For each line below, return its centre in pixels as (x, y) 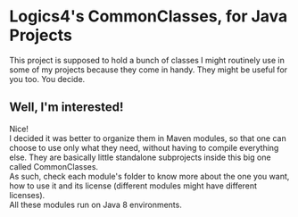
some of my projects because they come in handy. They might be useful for (149, 70)
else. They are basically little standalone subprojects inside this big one (140, 157)
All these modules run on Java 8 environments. (96, 204)
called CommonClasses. (54, 166)
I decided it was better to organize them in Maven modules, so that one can (148, 138)
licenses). (27, 195)
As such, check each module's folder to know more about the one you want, (149, 176)
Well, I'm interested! (66, 108)
